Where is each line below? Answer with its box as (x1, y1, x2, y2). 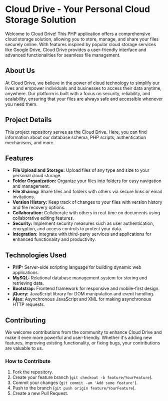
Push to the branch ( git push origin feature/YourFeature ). (12, 385, 136, 391)
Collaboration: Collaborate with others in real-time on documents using (12, 210, 160, 216)
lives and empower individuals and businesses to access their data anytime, (5, 85, 161, 91)
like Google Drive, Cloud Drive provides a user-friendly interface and (5, 47, 146, 53)
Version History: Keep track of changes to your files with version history (12, 199, 162, 205)
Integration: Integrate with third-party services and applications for (12, 231, 151, 237)
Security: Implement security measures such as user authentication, (12, 220, 154, 226)
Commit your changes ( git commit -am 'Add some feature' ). (12, 379, 138, 386)
